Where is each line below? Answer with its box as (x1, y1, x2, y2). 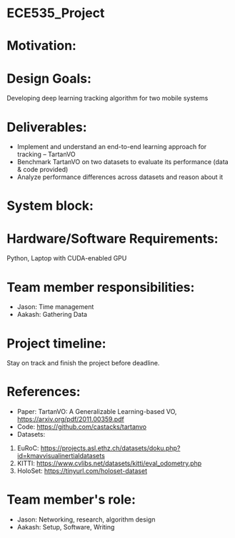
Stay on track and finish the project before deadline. (6, 359, 160, 367)
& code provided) (16, 166, 69, 174)
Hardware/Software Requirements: (6, 230, 219, 247)
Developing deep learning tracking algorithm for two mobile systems (6, 94, 209, 103)
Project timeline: (6, 335, 106, 351)
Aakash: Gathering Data (16, 310, 87, 319)
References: (6, 384, 81, 400)
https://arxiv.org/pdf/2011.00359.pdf (16, 415, 124, 424)
